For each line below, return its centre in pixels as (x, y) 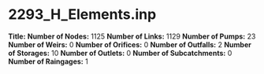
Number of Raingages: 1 (48, 61)
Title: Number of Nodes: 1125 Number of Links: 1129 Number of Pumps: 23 (132, 36)
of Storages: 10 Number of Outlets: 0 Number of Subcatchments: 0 (120, 53)
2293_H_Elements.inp (82, 15)
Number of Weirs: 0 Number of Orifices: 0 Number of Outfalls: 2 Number (130, 44)
